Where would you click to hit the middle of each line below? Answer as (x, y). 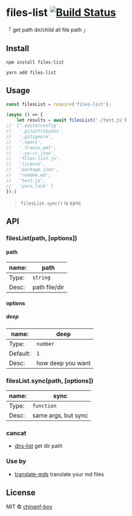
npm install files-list (35, 62)
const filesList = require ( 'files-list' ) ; (59, 104)
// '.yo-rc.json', (31, 153)
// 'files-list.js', (34, 159)
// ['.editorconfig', (34, 126)
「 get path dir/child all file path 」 (47, 29)
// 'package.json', (33, 170)
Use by (16, 461)
